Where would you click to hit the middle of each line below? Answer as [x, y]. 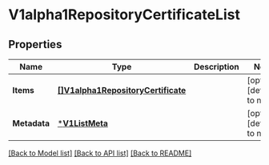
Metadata [31, 123]
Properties [35, 44]
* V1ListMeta [82, 123]
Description [217, 67]
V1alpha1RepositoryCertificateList [124, 15]
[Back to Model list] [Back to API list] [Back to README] [100, 153]
